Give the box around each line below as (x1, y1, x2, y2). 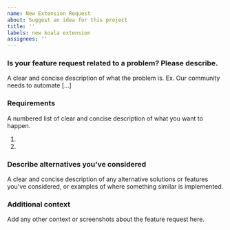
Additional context (7, 199, 71, 209)
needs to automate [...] (7, 81, 72, 90)
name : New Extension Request (7, 10, 91, 17)
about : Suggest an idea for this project (7, 17, 128, 23)
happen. (7, 121, 31, 129)
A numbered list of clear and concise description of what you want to (7, 114, 203, 123)
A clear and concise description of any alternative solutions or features (7, 175, 209, 183)
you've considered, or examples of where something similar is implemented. (7, 182, 224, 191)
